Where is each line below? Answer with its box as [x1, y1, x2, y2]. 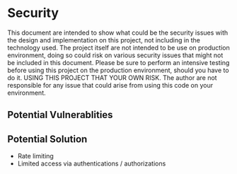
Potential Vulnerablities [7, 109, 113, 121]
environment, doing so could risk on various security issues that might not [7, 51, 224, 59]
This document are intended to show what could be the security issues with [7, 28, 229, 37]
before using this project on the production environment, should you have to [7, 66, 229, 74]
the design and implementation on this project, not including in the [7, 35, 200, 44]
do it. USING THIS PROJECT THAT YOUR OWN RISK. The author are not [7, 73, 217, 82]
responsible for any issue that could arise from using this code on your [7, 81, 214, 89]
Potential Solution [7, 133, 88, 145]
